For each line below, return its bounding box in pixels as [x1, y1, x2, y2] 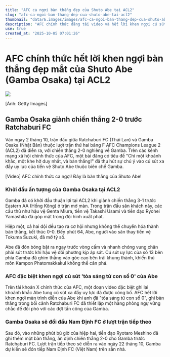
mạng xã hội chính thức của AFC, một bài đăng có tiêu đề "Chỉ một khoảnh [5, 152, 161, 158]
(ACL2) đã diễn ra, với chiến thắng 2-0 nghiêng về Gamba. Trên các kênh [5, 147, 158, 153]
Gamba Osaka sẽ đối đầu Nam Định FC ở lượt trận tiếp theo [5, 319, 152, 326]
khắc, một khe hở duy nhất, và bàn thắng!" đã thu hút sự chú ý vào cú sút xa [5, 158, 164, 164]
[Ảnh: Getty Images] [5, 100, 48, 106]
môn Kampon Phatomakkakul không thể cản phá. [5, 260, 108, 266]
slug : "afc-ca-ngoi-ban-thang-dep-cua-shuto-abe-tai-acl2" [5, 12, 133, 17]
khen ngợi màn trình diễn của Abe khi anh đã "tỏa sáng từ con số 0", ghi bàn [5, 295, 164, 301]
